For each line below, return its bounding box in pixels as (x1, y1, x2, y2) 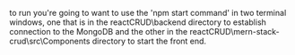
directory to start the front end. (91, 35, 207, 46)
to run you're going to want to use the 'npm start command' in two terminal (9, 8, 287, 18)
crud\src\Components (9, 35, 91, 46)
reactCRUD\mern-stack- (189, 27, 280, 36)
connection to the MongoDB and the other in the (9, 27, 188, 36)
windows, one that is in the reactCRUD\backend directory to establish (9, 17, 267, 27)
